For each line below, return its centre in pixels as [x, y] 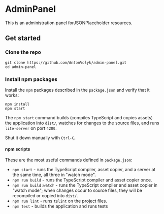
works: [12, 95]
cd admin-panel [21, 67]
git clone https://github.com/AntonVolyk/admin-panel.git [66, 63]
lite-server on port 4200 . [31, 128]
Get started [23, 38]
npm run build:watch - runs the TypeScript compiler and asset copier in [85, 185]
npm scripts [18, 149]
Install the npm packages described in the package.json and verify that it [78, 90]
